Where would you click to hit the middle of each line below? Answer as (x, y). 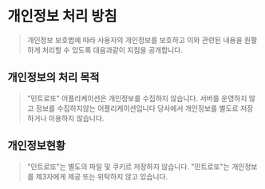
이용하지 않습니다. (76, 118)
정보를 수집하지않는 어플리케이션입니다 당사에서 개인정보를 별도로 (137, 108)
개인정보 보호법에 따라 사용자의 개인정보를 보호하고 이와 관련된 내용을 (134, 40)
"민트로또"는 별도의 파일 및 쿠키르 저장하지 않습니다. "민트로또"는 (129, 166)
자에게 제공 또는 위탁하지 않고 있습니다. (107, 176)
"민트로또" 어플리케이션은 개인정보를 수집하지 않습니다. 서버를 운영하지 (137, 98)
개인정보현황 (36, 146)
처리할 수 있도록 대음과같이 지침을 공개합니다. (112, 49)
